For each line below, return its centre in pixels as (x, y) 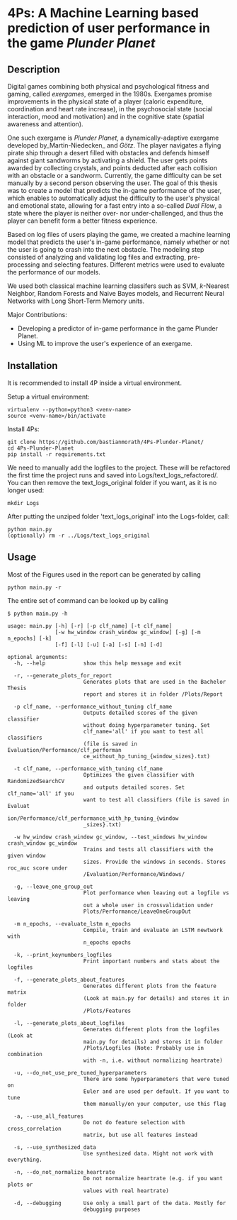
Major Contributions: (37, 315)
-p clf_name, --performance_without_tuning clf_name (93, 706)
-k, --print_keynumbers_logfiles (63, 955)
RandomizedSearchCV (36, 781)
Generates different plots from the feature (150, 986)
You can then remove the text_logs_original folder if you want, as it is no (112, 482)
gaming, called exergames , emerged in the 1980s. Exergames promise (110, 94)
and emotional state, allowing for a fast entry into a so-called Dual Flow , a (115, 206)
